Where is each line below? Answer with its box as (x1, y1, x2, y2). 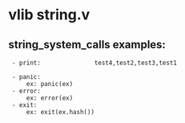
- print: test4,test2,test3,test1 (11, 59, 178, 67)
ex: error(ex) (26, 94, 74, 102)
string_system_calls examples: (8, 38, 167, 51)
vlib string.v (8, 6, 90, 24)
